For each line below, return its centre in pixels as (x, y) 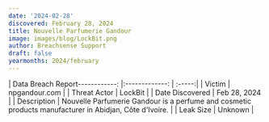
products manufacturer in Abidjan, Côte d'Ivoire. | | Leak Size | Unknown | (131, 109)
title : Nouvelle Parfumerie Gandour (70, 31)
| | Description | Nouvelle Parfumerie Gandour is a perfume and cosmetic (130, 101)
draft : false (30, 53)
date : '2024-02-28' (41, 16)
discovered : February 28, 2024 (61, 23)
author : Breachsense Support (57, 46)
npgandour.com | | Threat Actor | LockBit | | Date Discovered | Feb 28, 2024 (135, 92)
